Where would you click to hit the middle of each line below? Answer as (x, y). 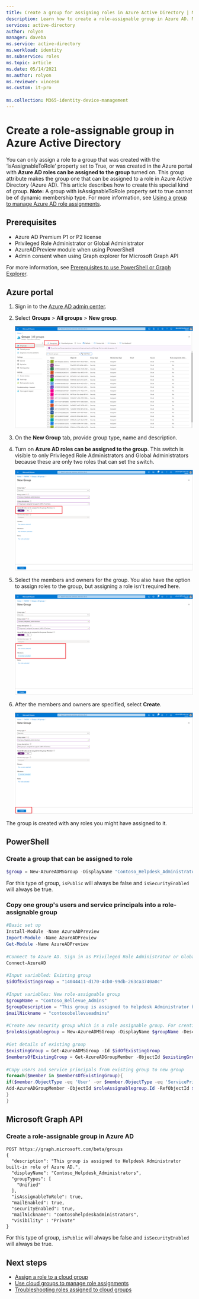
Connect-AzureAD (26, 963)
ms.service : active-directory (44, 44)
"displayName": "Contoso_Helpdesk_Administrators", (77, 1173)
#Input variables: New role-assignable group (63, 995)
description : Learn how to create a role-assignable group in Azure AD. (98, 19)
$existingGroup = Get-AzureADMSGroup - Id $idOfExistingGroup (83, 1050)
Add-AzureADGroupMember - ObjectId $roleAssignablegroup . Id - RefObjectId (98, 1089)
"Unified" (29, 1185)
